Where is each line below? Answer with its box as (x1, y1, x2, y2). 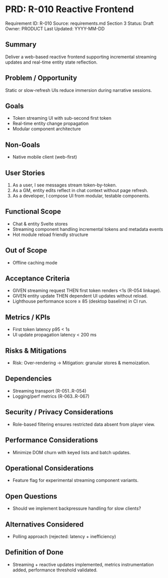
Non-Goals (5, 140, 40, 149)
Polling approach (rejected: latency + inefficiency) (12, 533, 117, 539)
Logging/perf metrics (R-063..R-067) (12, 393, 90, 399)
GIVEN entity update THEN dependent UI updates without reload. (12, 293, 148, 299)
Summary (5, 40, 37, 49)
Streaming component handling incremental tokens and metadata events (12, 226, 163, 232)
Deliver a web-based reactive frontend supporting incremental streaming (5, 54, 157, 60)
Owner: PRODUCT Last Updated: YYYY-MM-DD (5, 25, 105, 31)
